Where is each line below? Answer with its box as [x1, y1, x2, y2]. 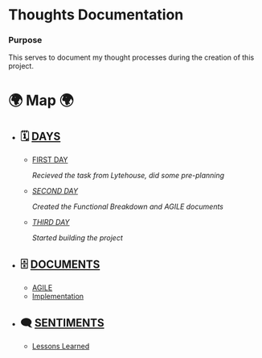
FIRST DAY [31, 155, 68, 164]
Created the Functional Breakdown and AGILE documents [31, 202, 223, 211]
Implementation [31, 292, 84, 302]
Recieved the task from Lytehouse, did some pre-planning [31, 171, 225, 181]
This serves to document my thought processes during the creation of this [8, 52, 255, 62]
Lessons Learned [31, 341, 90, 352]
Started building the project [31, 233, 123, 243]
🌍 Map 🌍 [8, 91, 74, 110]
